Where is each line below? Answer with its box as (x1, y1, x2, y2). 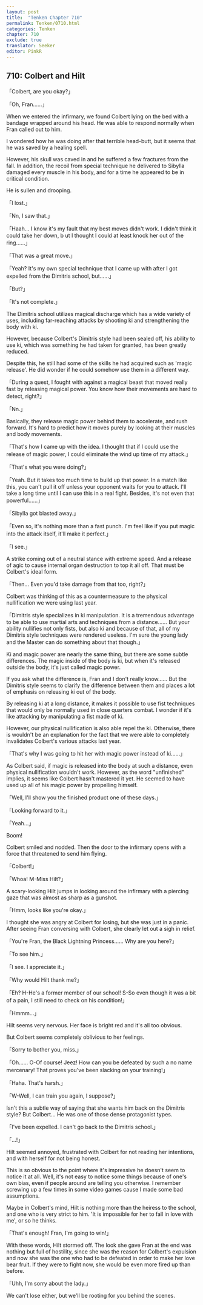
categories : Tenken (6, 25, 56, 32)
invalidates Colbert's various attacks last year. (6, 737, 121, 745)
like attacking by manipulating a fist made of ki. (6, 713, 124, 720)
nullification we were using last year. (6, 599, 97, 606)
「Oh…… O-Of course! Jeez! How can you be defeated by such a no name (6, 1059, 193, 1066)
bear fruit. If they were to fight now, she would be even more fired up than (6, 1261, 191, 1268)
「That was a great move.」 (6, 252, 76, 259)
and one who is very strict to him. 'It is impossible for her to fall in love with (6, 1210, 193, 1218)
